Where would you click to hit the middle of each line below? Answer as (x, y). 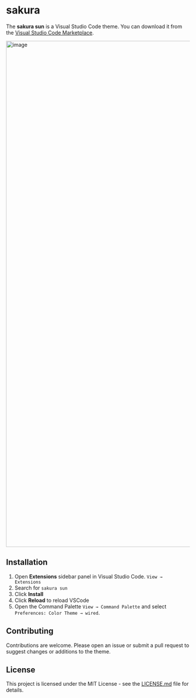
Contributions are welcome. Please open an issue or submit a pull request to (98, 645)
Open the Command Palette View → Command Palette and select (90, 606)
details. (15, 690)
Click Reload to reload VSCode (52, 600)
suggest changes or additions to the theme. (58, 651)
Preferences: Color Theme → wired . (57, 613)
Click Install (29, 594)
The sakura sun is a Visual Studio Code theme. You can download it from (94, 26)
